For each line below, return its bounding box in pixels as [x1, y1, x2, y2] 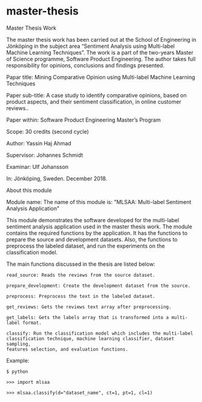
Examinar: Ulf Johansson [6, 163, 69, 170]
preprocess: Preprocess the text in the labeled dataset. [6, 293, 155, 299]
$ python [6, 368, 28, 375]
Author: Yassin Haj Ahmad [6, 139, 71, 147]
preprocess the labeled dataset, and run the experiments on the [6, 242, 165, 249]
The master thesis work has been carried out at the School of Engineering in [6, 36, 197, 43]
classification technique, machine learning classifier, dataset [6, 335, 174, 341]
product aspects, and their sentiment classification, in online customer [6, 98, 181, 105]
